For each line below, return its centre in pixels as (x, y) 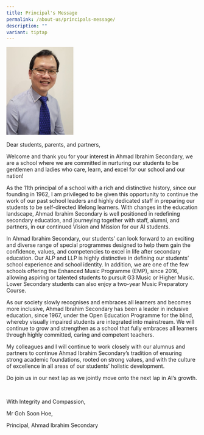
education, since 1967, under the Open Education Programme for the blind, (100, 315)
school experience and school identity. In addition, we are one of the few (97, 265)
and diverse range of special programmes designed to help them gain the (98, 245)
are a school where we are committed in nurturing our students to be (93, 163)
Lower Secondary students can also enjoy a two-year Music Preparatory (97, 284)
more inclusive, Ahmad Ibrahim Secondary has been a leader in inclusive (97, 309)
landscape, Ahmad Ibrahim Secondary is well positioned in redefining (93, 214)
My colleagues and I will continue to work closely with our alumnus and (96, 347)
